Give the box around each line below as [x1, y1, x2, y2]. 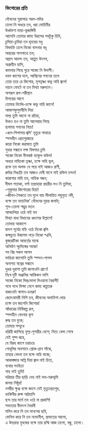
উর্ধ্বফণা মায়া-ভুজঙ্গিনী [5, 27, 36, 33]
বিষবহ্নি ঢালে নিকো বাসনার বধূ [5, 44, 47, 51]
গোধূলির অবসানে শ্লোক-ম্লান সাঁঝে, [5, 346, 52, 352]
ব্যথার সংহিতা [5, 363, 24, 369]
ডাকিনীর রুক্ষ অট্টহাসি [5, 391, 35, 397]
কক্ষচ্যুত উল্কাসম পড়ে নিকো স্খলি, [5, 232, 53, 238]
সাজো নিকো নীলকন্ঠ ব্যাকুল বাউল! [5, 153, 52, 159]
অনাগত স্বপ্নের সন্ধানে [5, 260, 34, 267]
